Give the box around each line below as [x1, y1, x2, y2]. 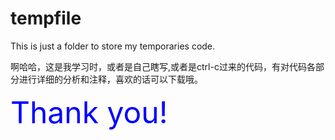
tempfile [10, 7, 82, 30]
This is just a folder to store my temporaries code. [10, 40, 216, 52]
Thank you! [10, 93, 168, 131]
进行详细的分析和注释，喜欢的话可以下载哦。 [18, 73, 203, 85]
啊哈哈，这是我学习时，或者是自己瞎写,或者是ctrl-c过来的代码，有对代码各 [10, 60, 316, 72]
